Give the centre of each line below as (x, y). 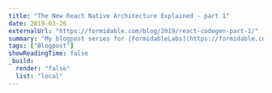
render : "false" (43, 69)
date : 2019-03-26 (38, 23)
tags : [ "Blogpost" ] (41, 46)
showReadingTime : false (49, 53)
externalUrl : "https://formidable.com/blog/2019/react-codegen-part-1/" (134, 31)
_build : (21, 61)
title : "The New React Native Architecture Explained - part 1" (119, 16)
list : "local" (39, 76)
